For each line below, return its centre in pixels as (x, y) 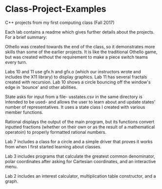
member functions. (24, 112)
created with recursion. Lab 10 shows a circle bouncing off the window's (78, 82)
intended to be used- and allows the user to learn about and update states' (80, 102)
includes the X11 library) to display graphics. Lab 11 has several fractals (76, 77)
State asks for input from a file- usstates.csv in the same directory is (74, 97)
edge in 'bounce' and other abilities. (41, 87)
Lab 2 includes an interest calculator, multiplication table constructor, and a (81, 176)
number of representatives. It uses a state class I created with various (75, 107)
